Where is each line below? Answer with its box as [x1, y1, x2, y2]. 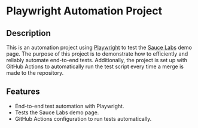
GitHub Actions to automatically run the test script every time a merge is [6, 63, 184, 70]
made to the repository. [6, 69, 64, 76]
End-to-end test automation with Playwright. [14, 102, 124, 109]
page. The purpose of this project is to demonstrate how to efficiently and [6, 50, 188, 57]
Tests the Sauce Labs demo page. [14, 109, 99, 116]
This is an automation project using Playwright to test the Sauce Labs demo [6, 44, 193, 51]
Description [6, 28, 51, 38]
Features [6, 87, 40, 97]
